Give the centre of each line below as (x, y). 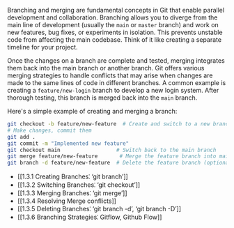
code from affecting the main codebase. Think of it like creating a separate (114, 40)
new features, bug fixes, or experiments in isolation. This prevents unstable (115, 32)
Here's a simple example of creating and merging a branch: (92, 111)
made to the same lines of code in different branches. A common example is (117, 83)
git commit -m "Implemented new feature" (68, 143)
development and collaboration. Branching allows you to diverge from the (112, 17)
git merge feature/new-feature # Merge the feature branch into (112, 156)
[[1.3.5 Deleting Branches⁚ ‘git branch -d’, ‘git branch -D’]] (99, 209)
